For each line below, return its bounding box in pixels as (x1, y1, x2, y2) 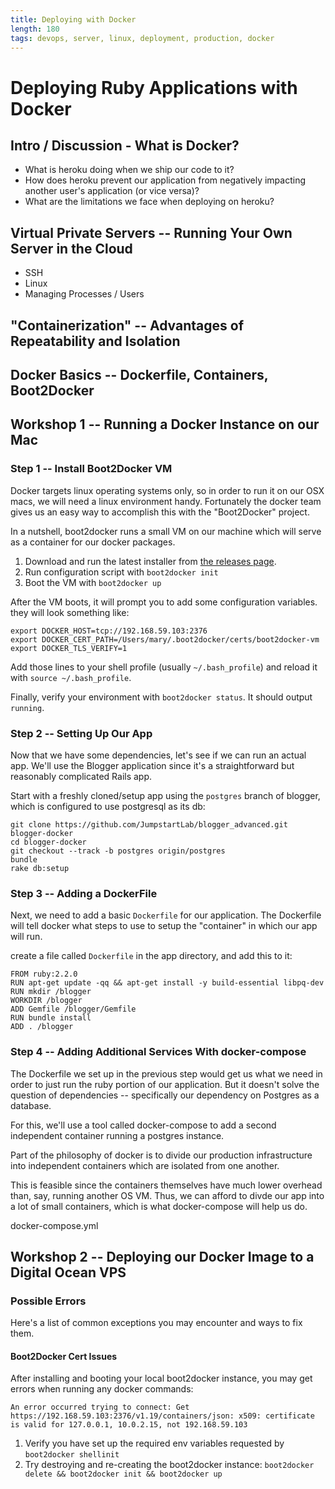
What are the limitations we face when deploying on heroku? (24, 196, 275, 208)
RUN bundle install (10, 1013, 92, 1023)
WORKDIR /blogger (10, 996, 83, 1006)
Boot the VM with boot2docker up (24, 576, 162, 588)
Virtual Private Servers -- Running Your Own (10, 224, 293, 241)
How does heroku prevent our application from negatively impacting (24, 174, 306, 186)
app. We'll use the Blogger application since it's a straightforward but (10, 759, 295, 771)
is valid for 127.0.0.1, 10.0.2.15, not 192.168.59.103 (10, 1420, 248, 1430)
